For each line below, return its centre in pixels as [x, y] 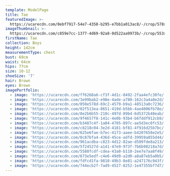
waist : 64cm [18, 62]
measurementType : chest [30, 52]
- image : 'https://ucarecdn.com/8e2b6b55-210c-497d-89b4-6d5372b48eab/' [88, 114]
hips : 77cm [17, 66]
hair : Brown [18, 81]
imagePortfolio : [22, 90]
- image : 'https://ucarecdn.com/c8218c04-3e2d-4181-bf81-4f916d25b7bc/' [88, 128]
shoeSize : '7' [20, 76]
